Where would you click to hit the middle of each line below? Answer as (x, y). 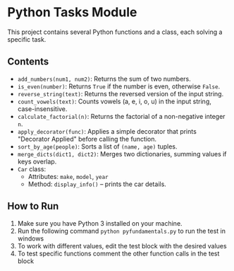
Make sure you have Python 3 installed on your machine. (100, 223)
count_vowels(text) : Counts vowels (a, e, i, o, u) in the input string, (114, 101)
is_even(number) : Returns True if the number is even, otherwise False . (119, 86)
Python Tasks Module (72, 12)
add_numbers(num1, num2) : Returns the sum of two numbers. (104, 79)
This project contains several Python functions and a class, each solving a (115, 32)
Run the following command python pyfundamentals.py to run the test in (121, 231)
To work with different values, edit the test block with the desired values (122, 246)
